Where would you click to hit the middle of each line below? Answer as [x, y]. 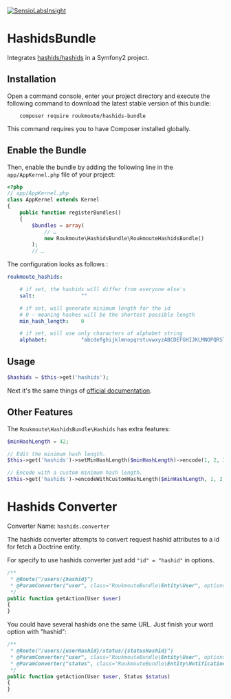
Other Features [40, 412]
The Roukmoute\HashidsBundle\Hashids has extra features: [89, 429]
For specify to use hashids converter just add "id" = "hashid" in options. [111, 560]
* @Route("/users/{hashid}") [52, 579]
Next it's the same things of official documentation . [80, 391]
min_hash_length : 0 [52, 321]
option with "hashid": [37, 632]
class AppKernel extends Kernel [53, 200]
